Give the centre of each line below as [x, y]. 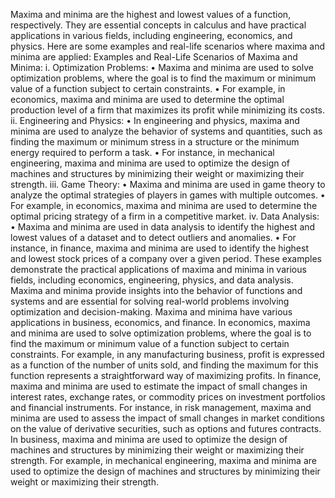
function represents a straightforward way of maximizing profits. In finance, [166, 375]
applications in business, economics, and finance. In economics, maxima [160, 322]
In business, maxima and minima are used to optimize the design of [149, 439]
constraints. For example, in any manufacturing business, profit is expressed [167, 354]
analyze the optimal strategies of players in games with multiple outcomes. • [168, 195]
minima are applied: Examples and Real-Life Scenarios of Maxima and [154, 57]
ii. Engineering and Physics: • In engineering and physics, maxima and [155, 120]
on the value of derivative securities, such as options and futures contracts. [166, 428]
